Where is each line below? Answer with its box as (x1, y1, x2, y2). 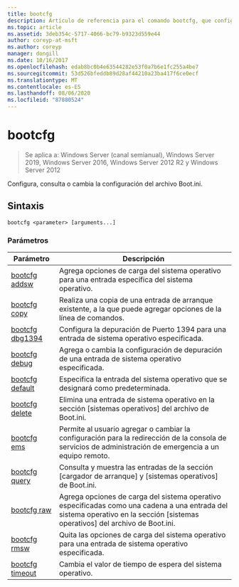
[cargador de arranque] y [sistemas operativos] (59, 471, 218, 481)
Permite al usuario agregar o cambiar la (59, 424, 191, 434)
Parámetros (7, 236, 48, 245)
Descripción (122, 254, 165, 264)
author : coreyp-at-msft (7, 37, 78, 44)
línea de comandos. (59, 313, 124, 323)
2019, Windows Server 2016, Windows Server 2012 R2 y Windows (24, 158, 218, 166)
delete (11, 408, 32, 418)
